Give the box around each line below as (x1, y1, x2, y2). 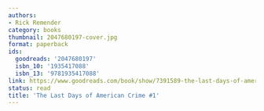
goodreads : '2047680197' (15, 55, 97, 63)
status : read (8, 84, 51, 92)
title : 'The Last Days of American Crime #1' (8, 91, 159, 99)
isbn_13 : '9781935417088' (15, 70, 101, 77)
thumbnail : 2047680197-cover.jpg (8, 33, 118, 41)
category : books (8, 26, 61, 34)
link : (8, 77, 26, 84)
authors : (8, 11, 37, 20)
